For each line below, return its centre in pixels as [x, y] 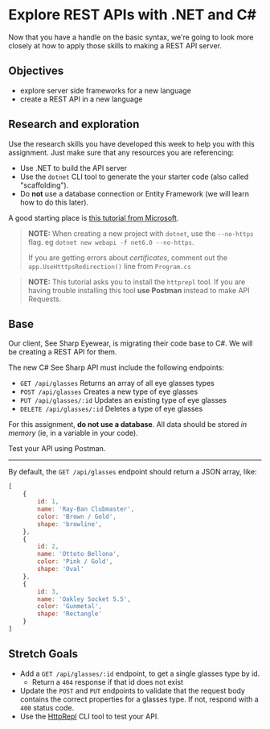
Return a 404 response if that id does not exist [107, 681]
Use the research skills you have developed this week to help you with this [131, 143]
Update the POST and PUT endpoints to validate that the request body [132, 690]
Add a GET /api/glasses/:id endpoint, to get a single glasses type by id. [140, 673]
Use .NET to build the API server [73, 168]
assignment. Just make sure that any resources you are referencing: [121, 152]
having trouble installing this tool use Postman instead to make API [139, 290]
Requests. [45, 299]
